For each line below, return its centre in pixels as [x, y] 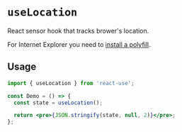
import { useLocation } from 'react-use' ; [71, 83]
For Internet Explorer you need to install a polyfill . [79, 44]
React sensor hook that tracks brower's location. [78, 31]
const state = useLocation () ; [58, 103]
